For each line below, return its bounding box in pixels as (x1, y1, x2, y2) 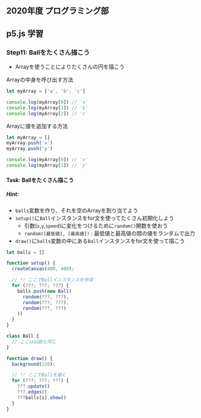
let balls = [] (6, 249, 45, 256)
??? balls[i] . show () (17, 394, 67, 400)
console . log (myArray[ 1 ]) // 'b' (6, 105, 88, 111)
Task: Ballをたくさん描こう (6, 176, 74, 184)
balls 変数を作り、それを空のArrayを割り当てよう (15, 206, 138, 214)
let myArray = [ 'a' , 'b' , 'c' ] (6, 88, 86, 94)
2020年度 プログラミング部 (6, 5, 109, 16)
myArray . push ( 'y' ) (6, 145, 53, 152)
